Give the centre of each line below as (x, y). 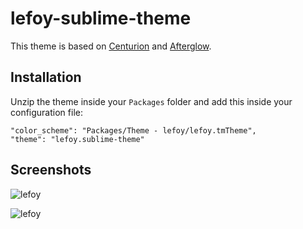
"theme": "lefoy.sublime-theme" (77, 139)
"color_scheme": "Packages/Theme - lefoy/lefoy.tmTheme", (133, 130)
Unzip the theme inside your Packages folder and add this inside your (151, 101)
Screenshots (51, 170)
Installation (46, 77)
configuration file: (46, 112)
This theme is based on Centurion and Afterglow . (111, 46)
